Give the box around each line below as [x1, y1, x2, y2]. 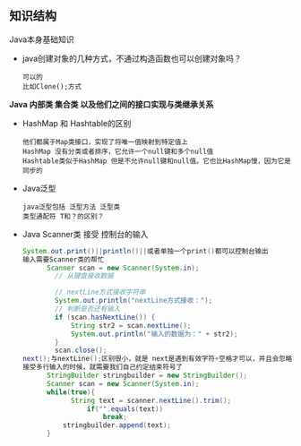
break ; [102, 413, 127, 422]
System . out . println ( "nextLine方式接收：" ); [55, 296, 213, 305]
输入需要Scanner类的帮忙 [21, 254, 105, 264]
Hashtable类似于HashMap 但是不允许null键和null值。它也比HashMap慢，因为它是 [21, 156, 291, 166]
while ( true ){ [46, 388, 96, 397]
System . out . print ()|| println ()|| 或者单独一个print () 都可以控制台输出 [21, 246, 269, 255]
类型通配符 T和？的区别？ [21, 211, 105, 221]
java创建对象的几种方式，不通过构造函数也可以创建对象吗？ [21, 53, 242, 64]
